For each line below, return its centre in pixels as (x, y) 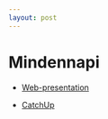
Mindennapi (54, 62)
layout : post (33, 18)
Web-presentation (55, 87)
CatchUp (38, 105)
